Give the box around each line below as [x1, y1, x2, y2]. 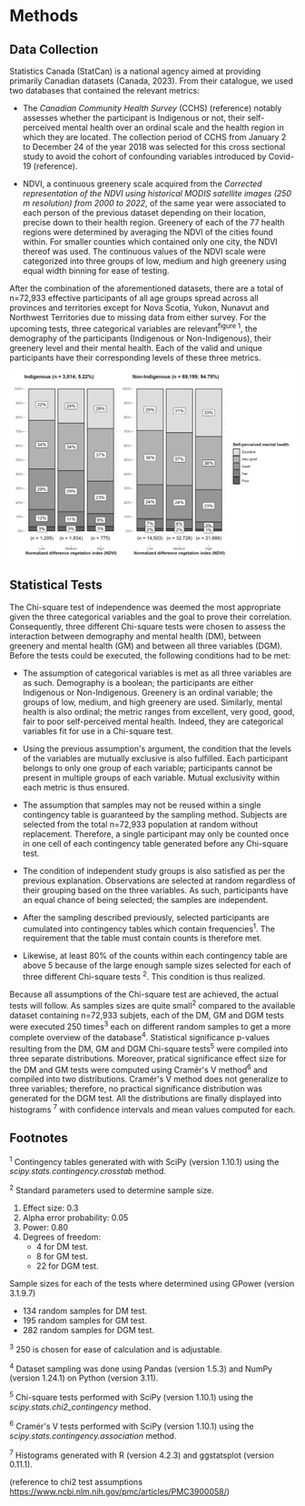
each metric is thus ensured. [22, 781, 130, 792]
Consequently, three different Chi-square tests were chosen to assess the [9, 620, 286, 632]
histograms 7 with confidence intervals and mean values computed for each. [9, 1102, 296, 1115]
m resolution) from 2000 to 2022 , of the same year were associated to [22, 197, 287, 208]
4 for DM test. [35, 1241, 89, 1252]
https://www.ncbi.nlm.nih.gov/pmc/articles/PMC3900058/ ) [9, 1486, 230, 1497]
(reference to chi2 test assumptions [9, 1477, 143, 1488]
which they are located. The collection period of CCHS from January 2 [22, 132, 287, 142]
